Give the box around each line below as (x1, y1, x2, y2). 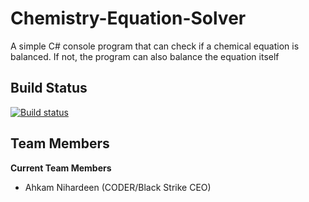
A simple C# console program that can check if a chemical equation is (10, 40, 300, 52)
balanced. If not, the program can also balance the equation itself (10, 50, 280, 62)
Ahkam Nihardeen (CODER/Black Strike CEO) (24, 181, 212, 193)
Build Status (10, 80, 88, 97)
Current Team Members (10, 162, 112, 174)
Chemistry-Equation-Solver (10, 7, 247, 30)
